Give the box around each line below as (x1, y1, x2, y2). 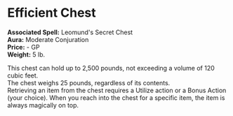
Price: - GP (7, 43, 40, 51)
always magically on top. (7, 101, 79, 109)
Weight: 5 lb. (7, 50, 46, 59)
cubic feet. (7, 71, 39, 80)
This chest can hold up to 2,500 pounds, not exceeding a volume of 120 (7, 64, 215, 72)
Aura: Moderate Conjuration (7, 35, 89, 43)
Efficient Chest (7, 5, 96, 21)
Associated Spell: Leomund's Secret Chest (7, 28, 133, 36)
